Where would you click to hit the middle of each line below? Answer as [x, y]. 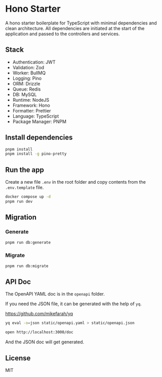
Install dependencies [39, 138]
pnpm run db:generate [28, 242]
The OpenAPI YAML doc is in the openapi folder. [55, 294]
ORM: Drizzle [26, 83]
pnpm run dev [19, 201]
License [18, 358]
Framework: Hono [31, 105]
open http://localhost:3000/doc [39, 332]
